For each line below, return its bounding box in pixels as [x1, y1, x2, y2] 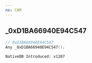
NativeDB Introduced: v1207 [5, 54, 65, 59]
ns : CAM [5, 7, 22, 13]
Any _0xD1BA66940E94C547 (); [5, 45, 65, 50]
